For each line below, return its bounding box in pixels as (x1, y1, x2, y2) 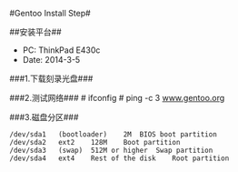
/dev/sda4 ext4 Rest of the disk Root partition (9, 154, 230, 163)
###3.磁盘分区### (9, 112, 79, 122)
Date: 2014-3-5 (22, 55, 81, 65)
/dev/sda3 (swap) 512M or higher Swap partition (9, 146, 213, 155)
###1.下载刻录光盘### (9, 73, 94, 84)
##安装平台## (9, 26, 62, 37)
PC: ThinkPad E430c (22, 45, 101, 56)
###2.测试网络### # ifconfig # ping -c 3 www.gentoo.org (9, 93, 225, 103)
